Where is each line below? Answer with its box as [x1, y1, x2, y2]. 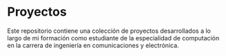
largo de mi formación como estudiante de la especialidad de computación [7, 33, 220, 42]
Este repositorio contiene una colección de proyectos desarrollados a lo [7, 27, 212, 35]
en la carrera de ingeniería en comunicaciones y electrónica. [7, 41, 179, 49]
